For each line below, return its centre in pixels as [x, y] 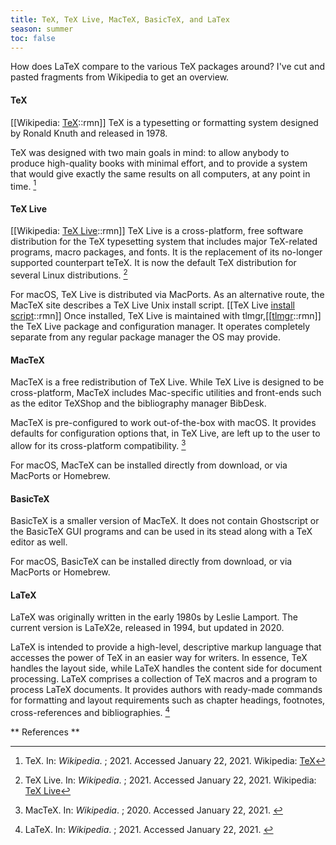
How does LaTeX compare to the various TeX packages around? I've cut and [168, 67]
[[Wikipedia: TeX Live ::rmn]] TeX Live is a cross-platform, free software [157, 231]
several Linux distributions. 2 [69, 274]
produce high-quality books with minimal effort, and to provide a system [159, 163]
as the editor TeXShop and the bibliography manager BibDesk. [138, 403]
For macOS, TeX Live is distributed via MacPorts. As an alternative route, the [167, 295]
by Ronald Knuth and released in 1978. [89, 133]
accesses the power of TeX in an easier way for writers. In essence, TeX [159, 658]
